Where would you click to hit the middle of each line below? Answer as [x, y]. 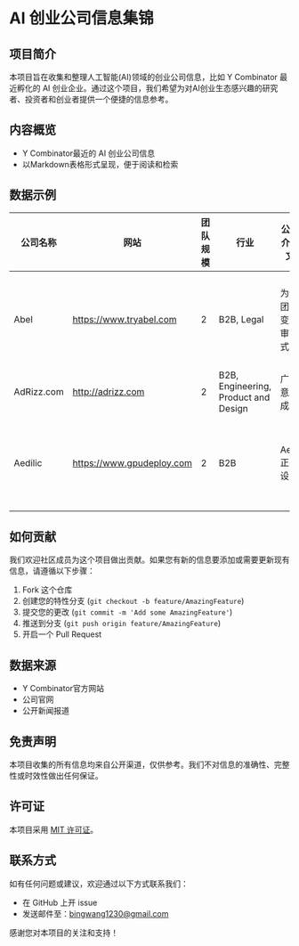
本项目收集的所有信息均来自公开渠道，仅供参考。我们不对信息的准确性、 [141, 765]
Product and [244, 397]
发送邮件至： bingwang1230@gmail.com [95, 913]
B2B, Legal [241, 319]
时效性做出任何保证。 [64, 776]
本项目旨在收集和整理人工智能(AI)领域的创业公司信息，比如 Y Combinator [144, 77]
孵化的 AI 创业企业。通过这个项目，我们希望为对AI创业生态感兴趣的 [139, 88]
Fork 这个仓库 [47, 590]
